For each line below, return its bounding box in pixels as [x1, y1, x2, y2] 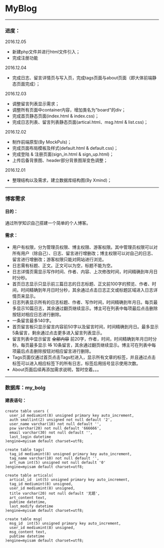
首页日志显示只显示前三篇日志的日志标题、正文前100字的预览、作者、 [12, 281, 152, 287]
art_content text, [9, 495, 47, 500]
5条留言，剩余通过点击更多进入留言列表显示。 [12, 330, 105, 336]
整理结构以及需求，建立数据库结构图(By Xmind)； [12, 177, 112, 183]
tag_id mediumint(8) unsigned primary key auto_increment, [9, 451, 132, 457]
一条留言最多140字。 [12, 318, 54, 323]
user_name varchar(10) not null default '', [9, 421, 102, 426]
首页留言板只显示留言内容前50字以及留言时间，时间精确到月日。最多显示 [12, 323, 159, 329]
